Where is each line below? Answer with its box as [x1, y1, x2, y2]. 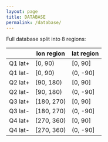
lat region [71, 49, 99, 58]
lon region [36, 49, 66, 58]
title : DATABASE [6, 14, 46, 20]
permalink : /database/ [6, 19, 62, 25]
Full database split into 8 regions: [6, 36, 86, 43]
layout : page [6, 8, 38, 15]
